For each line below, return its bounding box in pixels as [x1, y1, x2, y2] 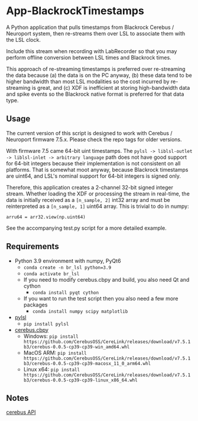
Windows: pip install [23, 332, 79, 340]
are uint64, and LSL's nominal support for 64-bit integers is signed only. [6, 172, 181, 180]
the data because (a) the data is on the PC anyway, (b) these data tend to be [6, 71, 192, 79]
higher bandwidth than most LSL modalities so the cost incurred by [6, 78, 170, 85]
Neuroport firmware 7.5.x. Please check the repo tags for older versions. [6, 136, 182, 143]
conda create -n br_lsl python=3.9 [23, 265, 111, 270]
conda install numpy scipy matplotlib [32, 308, 128, 314]
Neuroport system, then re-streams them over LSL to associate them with [6, 30, 186, 37]
